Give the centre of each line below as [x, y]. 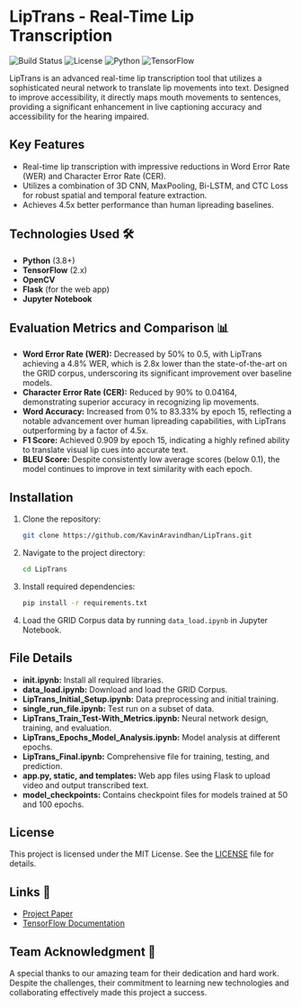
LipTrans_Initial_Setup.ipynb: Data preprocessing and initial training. [150, 699]
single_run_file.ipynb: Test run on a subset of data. [118, 708]
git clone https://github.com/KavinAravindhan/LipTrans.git [137, 536]
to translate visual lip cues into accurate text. [105, 450]
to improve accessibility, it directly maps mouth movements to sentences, [145, 97]
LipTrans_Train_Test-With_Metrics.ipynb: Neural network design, [145, 718]
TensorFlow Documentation [74, 923]
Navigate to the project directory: [84, 553]
